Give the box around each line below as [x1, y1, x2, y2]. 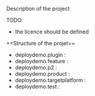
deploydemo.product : [14, 70, 70, 77]
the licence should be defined [14, 28, 89, 35]
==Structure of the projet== [6, 40, 75, 47]
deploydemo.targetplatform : [14, 77, 86, 83]
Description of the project [6, 5, 70, 12]
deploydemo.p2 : [14, 64, 57, 71]
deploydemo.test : [14, 83, 60, 90]
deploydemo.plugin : [14, 51, 66, 58]
